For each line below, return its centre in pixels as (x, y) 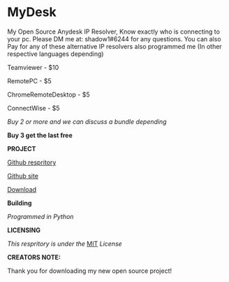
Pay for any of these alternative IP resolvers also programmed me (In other (114, 46)
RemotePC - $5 (30, 80)
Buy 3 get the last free (40, 135)
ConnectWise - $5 (34, 108)
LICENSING (24, 230)
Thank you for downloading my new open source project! (90, 271)
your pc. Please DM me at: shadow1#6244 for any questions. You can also (114, 38)
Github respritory (32, 162)
